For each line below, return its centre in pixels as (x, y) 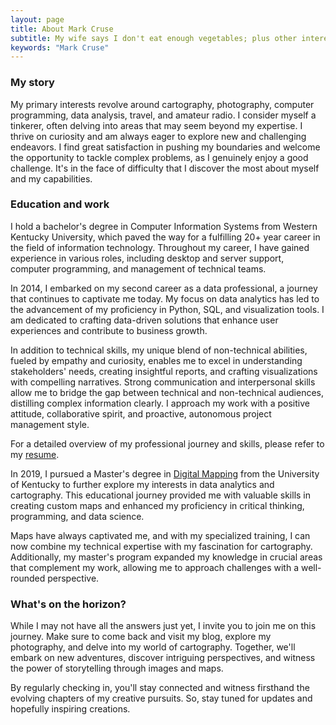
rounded (28, 578)
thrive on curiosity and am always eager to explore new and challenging (158, 136)
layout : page (37, 19)
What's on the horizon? (68, 604)
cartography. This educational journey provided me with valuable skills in (161, 495)
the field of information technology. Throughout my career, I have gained (160, 247)
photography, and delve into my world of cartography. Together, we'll (153, 647)
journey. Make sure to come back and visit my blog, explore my (141, 637)
